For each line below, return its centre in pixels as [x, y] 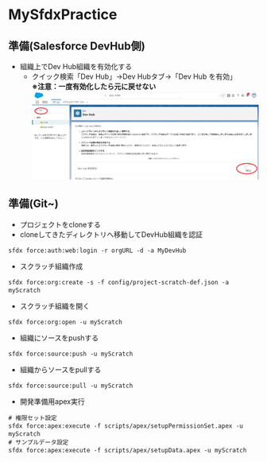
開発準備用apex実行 [52, 401]
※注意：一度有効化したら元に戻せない [94, 86]
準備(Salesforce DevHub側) [77, 46]
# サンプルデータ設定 [39, 442]
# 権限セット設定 [33, 418]
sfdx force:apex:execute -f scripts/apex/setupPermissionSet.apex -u [126, 426]
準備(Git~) [33, 204]
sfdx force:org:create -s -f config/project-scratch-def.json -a [118, 282]
